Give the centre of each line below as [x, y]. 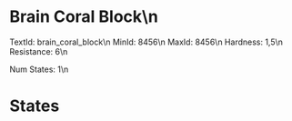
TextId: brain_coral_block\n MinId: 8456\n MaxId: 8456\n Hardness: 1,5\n [146, 42]
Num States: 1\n [39, 69]
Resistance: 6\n [39, 51]
